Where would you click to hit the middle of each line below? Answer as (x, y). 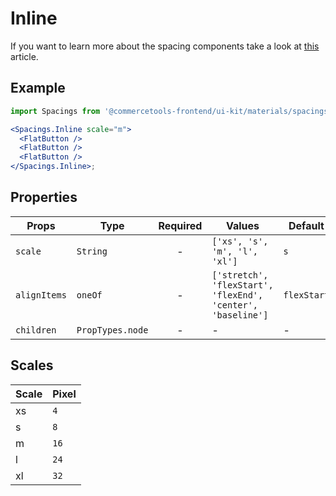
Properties (44, 197)
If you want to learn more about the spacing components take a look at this (165, 46)
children (36, 330)
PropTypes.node (112, 330)
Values (242, 225)
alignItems (41, 295)
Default (306, 225)
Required (180, 225)
